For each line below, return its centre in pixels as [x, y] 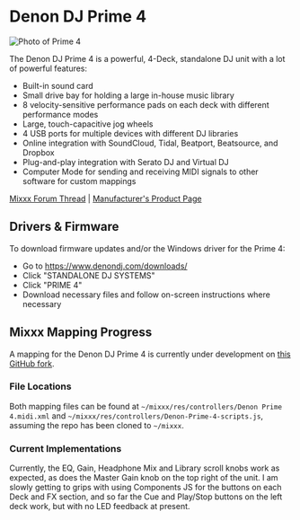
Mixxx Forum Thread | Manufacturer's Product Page [106, 198]
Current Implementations [66, 448]
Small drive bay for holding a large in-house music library [128, 95]
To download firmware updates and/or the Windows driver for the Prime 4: [147, 248]
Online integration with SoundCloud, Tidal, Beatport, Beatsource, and [150, 143]
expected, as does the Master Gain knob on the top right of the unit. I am [144, 478]
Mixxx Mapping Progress [81, 333]
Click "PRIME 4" [52, 285]
